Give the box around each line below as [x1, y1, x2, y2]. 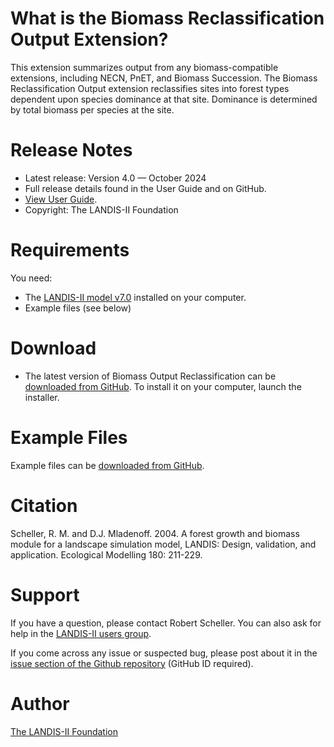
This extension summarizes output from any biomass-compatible [10, 61, 279, 73]
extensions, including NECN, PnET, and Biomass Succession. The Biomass [10, 72, 318, 84]
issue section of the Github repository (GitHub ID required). [10, 657, 254, 669]
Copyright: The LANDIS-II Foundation [24, 203, 179, 216]
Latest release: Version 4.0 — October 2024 [24, 172, 207, 184]
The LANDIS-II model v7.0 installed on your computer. [24, 291, 247, 303]
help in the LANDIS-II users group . [10, 627, 152, 639]
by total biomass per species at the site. [10, 103, 175, 116]
